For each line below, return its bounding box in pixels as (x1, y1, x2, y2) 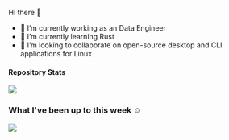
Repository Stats (8, 67, 66, 76)
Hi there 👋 (8, 8, 42, 17)
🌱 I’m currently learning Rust (19, 32, 115, 41)
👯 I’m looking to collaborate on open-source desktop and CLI (19, 40, 223, 50)
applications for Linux (19, 49, 93, 58)
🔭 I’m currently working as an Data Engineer (19, 23, 167, 32)
